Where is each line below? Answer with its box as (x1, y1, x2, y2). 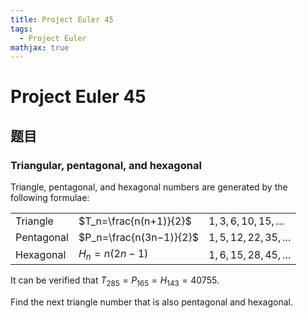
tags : (10, 24, 33, 34)
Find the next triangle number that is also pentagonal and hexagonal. (10, 296, 293, 308)
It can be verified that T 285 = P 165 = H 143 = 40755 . (10, 274, 220, 289)
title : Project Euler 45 (10, 14, 114, 25)
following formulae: (10, 192, 90, 204)
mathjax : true (10, 42, 70, 53)
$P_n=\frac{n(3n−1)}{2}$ (78, 231, 200, 245)
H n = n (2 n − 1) (78, 247, 149, 263)
